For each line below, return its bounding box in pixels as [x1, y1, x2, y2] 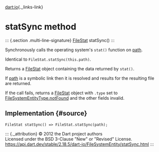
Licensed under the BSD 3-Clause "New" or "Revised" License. [5, 136, 133, 142]
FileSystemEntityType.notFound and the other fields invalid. [5, 95, 125, 101]
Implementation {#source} [5, 109, 88, 118]
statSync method [5, 22, 77, 32]
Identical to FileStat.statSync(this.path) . [5, 56, 91, 62]
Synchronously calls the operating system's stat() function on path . [5, 46, 143, 53]
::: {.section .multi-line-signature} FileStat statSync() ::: [5, 37, 115, 43]
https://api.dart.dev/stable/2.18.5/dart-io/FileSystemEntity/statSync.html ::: [5, 141, 154, 147]
